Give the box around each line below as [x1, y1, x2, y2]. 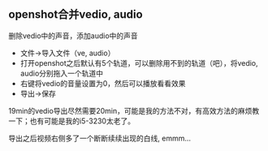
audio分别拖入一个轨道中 [19, 68, 104, 78]
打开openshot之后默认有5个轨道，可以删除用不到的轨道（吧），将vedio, [19, 58, 258, 67]
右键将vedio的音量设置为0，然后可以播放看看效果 [19, 78, 186, 88]
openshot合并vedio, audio [8, 7, 144, 22]
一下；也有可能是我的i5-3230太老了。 [8, 116, 136, 126]
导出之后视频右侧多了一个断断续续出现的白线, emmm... [8, 133, 192, 143]
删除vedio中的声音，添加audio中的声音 [8, 31, 138, 41]
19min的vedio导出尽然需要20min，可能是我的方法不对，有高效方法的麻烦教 [8, 106, 260, 115]
